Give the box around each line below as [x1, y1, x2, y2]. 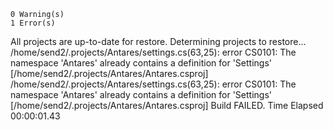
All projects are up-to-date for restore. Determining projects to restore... [10, 36, 307, 47]
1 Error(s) [10, 18, 56, 28]
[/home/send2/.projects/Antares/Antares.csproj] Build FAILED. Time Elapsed [10, 100, 324, 111]
